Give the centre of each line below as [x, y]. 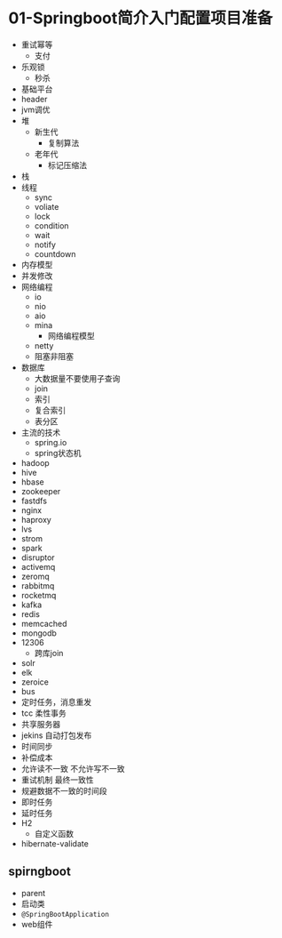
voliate [47, 206]
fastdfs [34, 501]
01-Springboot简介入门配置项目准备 [141, 18]
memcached [44, 623]
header [34, 99]
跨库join [49, 653]
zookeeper [41, 491]
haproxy [36, 519]
